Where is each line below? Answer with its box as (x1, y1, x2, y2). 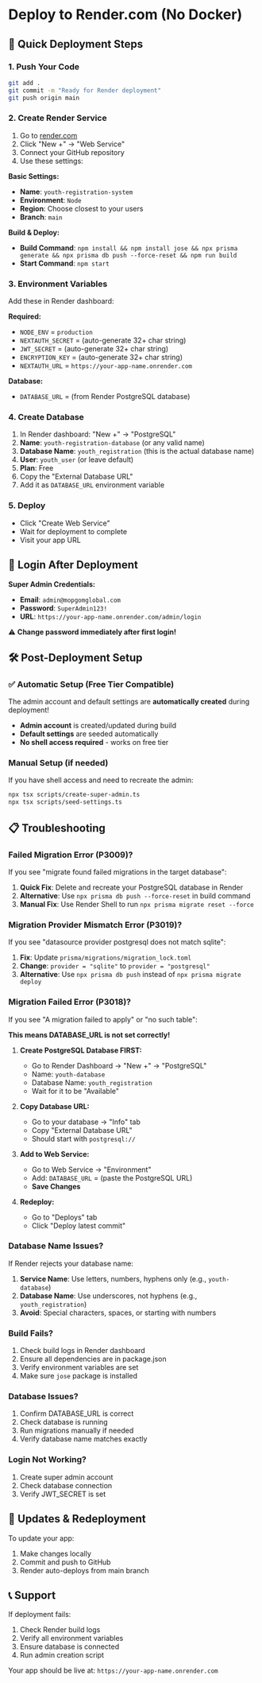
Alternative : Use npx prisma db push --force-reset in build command (19, 890, 251, 900)
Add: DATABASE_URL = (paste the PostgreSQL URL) (31, 1173, 193, 1182)
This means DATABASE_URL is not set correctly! (8, 1030, 171, 1039)
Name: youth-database (31, 1069, 106, 1079)
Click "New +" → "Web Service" (19, 139, 125, 149)
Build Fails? (8, 1328, 54, 1339)
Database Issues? (8, 1391, 79, 1402)
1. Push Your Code (8, 61, 80, 72)
